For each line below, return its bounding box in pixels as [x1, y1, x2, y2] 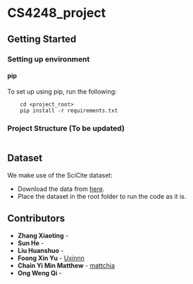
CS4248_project [7, 5, 106, 21]
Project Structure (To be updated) [7, 123, 125, 133]
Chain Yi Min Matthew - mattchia [17, 261, 115, 269]
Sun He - [17, 238, 44, 247]
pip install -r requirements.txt [20, 107, 118, 114]
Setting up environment [7, 54, 90, 64]
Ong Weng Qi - [17, 268, 62, 277]
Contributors [7, 213, 66, 225]
